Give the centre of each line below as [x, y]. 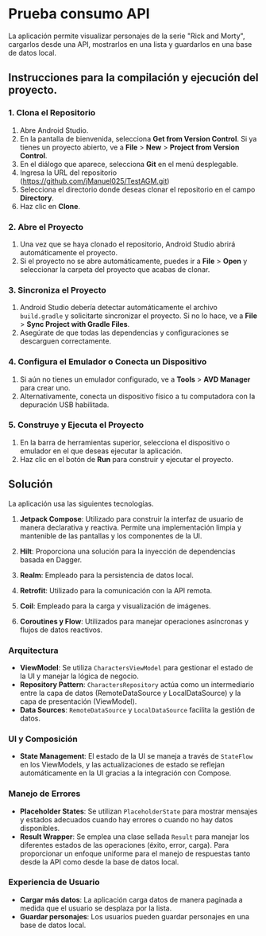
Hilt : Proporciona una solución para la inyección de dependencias [127, 551]
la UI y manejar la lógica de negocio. [79, 676]
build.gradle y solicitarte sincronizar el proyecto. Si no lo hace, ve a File [139, 316]
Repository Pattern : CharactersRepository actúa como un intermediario [137, 684]
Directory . [37, 198]
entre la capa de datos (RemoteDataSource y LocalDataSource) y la [130, 693]
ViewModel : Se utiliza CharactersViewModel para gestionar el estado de [136, 667]
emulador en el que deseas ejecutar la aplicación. [101, 451]
